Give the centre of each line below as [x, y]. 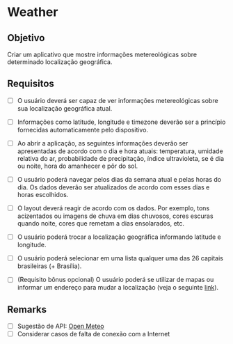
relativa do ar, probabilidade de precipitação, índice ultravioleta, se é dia [121, 158]
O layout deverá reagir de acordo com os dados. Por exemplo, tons [113, 208]
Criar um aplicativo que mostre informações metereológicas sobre [102, 54]
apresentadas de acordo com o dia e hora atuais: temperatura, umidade [120, 151]
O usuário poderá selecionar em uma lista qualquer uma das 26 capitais [120, 258]
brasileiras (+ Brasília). [49, 266]
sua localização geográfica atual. [65, 108]
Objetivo [26, 38]
